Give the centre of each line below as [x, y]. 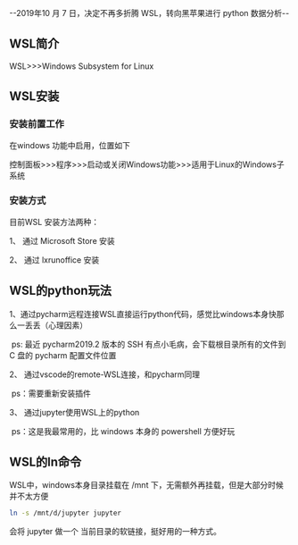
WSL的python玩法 [60, 291]
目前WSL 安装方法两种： [54, 222]
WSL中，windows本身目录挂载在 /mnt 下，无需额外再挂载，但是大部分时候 [146, 485]
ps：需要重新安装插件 [51, 393]
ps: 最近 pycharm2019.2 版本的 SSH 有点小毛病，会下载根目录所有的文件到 [149, 344]
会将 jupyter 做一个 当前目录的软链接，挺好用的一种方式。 [115, 532]
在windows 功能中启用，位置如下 [70, 145]
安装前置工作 [37, 124]
